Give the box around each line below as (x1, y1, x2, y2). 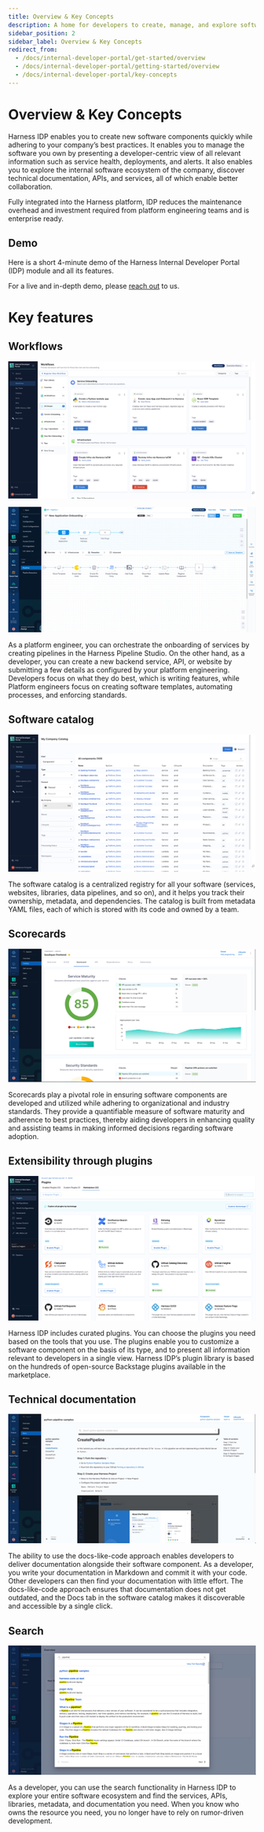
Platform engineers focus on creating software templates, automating (8, 682, 233, 691)
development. (8, 1815, 53, 1825)
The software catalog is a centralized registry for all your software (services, (8, 879, 256, 889)
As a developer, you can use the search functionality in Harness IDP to (8, 1782, 236, 1792)
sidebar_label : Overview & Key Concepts (8, 38, 143, 46)
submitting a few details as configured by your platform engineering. (8, 665, 230, 674)
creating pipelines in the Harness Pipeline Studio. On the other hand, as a (8, 649, 245, 658)
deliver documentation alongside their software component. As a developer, (8, 1560, 254, 1569)
